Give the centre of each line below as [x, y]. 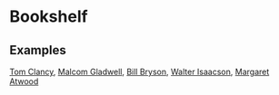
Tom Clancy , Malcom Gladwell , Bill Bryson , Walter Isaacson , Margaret [139, 71]
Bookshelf [49, 17]
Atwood [24, 81]
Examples [38, 50]
